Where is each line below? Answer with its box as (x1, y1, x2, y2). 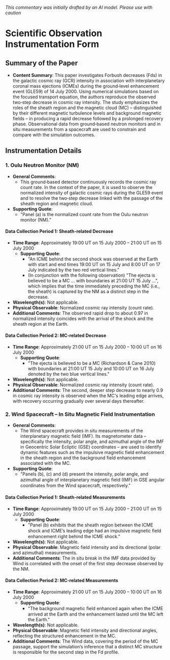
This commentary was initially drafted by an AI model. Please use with (5, 5, 153, 10)
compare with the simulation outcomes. (12, 132, 95, 138)
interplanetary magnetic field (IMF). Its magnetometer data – (20, 433, 146, 439)
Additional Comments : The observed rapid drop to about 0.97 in (12, 310, 148, 316)
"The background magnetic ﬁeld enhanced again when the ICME (27, 605, 163, 611)
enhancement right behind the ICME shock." (27, 533, 121, 539)
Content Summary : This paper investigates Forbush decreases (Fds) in (12, 72, 162, 78)
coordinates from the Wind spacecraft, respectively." (20, 483, 131, 489)
